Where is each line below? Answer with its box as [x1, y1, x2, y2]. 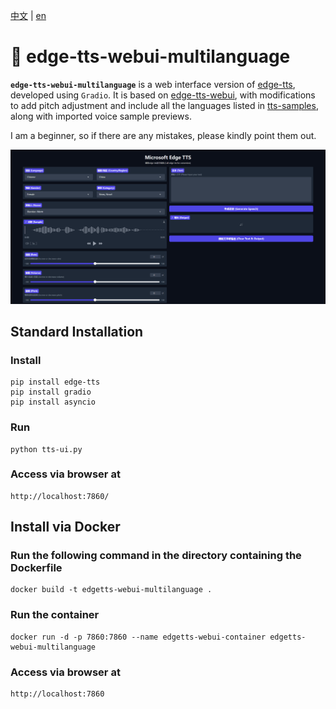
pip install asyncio [10, 397, 97, 408]
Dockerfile [10, 561, 63, 575]
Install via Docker [10, 519, 121, 536]
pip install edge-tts [10, 377, 101, 388]
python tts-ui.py [10, 444, 83, 454]
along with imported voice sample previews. [10, 110, 192, 122]
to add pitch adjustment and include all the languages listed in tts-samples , [10, 99, 319, 111]
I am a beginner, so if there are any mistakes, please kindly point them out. [10, 129, 317, 141]
